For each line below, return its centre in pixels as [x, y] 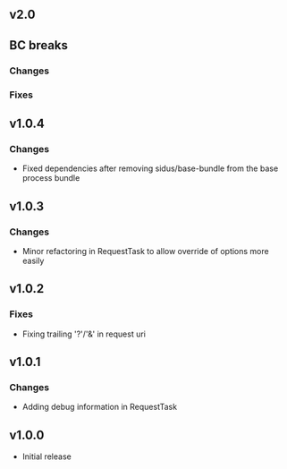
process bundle [51, 178]
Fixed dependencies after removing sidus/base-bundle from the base [150, 168]
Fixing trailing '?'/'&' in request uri [84, 334]
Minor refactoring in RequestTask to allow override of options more [146, 251]
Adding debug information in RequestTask [99, 407]
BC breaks [39, 45]
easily [33, 260]
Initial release [46, 456]
